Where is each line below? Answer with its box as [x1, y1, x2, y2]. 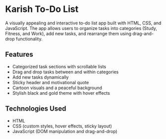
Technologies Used [5, 105, 66, 113]
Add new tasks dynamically [12, 74, 69, 80]
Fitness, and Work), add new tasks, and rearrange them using [5, 30, 132, 36]
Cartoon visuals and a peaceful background [12, 85, 102, 91]
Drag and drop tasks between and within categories [12, 69, 119, 75]
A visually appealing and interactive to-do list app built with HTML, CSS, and [5, 20, 162, 26]
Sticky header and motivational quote [12, 79, 89, 85]
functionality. [15, 36, 43, 42]
